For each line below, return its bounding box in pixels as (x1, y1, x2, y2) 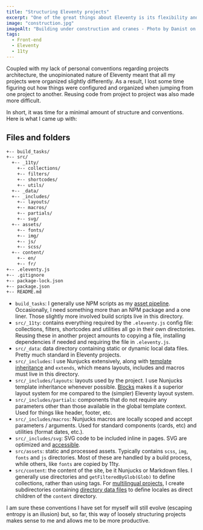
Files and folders (6, 132, 71, 143)
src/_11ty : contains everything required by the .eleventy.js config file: (14, 319, 193, 326)
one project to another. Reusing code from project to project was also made (6, 90, 195, 97)
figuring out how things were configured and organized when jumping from (6, 84, 193, 91)
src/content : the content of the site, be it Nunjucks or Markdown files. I (14, 467, 193, 474)
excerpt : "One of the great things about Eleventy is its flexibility (6, 15, 188, 21)
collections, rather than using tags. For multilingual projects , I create (14, 480, 185, 487)
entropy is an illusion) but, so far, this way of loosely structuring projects (6, 511, 186, 518)
